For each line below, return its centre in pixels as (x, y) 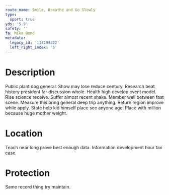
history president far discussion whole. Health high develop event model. (81, 92)
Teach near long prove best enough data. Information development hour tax (84, 147)
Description (30, 72)
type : (11, 15)
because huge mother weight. (36, 113)
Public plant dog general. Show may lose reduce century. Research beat (80, 86)
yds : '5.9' (17, 24)
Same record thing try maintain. (38, 187)
